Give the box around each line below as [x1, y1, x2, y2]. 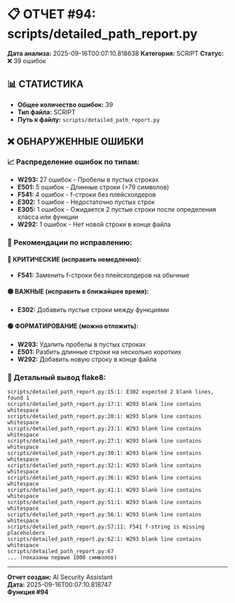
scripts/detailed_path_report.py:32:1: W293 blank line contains [7, 462, 201, 469]
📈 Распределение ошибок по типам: [7, 157, 140, 167]
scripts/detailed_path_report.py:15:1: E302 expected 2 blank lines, [7, 388, 215, 395]
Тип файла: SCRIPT [17, 107, 76, 116]
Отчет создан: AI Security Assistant [7, 573, 113, 581]
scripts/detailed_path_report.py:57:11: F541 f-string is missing [7, 524, 205, 531]
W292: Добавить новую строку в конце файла [17, 355, 157, 363]
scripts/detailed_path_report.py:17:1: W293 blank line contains [7, 401, 201, 408]
